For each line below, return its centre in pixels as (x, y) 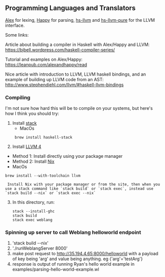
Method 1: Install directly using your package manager (67, 156)
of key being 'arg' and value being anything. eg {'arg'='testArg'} (78, 259)
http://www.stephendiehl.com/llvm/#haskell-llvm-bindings (64, 85)
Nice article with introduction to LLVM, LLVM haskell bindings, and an (76, 74)
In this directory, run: (33, 202)
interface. (15, 25)
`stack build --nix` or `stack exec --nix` (51, 193)
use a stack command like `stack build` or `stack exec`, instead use (79, 189)
